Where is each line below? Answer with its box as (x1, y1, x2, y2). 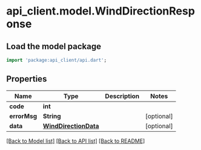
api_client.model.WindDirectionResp (6, 4, 196, 18)
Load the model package (6, 41, 102, 51)
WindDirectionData (42, 122, 99, 130)
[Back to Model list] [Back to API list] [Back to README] (6, 137, 145, 145)
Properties (6, 74, 47, 84)
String (42, 112, 62, 120)
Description (105, 92, 140, 100)
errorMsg (9, 112, 38, 120)
